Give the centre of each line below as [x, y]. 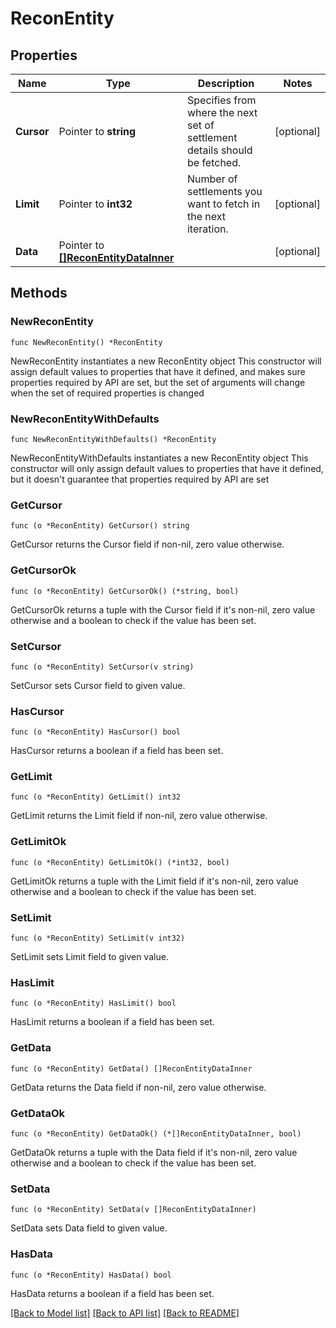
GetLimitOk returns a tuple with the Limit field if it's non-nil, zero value [154, 881]
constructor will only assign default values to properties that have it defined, [167, 468]
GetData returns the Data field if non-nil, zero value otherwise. [138, 1087]
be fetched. [214, 162]
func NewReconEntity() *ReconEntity [86, 342]
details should [219, 150]
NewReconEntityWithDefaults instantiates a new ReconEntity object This [159, 458]
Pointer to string [97, 131]
